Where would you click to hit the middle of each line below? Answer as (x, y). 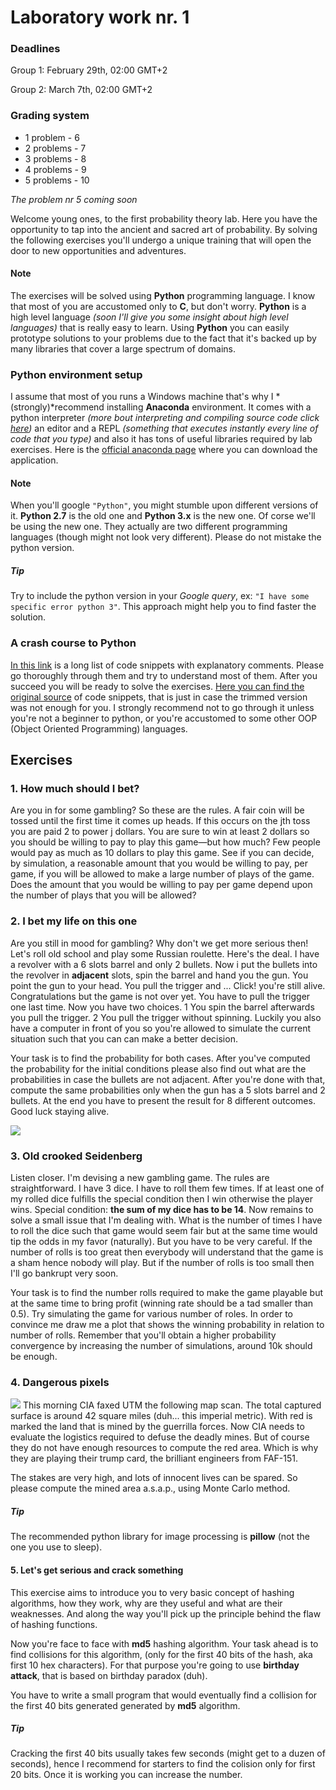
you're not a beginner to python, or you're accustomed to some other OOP (164, 718)
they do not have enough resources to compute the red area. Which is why (164, 1448)
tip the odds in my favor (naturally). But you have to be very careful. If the (161, 1242)
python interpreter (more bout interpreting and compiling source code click (165, 418)
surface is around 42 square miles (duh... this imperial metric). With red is (161, 1416)
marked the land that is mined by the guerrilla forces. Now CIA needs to (157, 1427)
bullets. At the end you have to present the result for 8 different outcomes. (163, 1100)
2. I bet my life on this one (74, 921)
